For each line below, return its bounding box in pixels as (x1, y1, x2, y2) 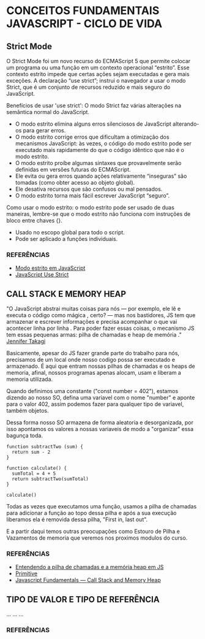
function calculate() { (6, 465, 67, 472)
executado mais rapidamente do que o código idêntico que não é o (15, 147, 185, 153)
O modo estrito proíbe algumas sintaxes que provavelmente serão (15, 159, 182, 166)
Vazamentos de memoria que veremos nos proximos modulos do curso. (6, 534, 188, 541)
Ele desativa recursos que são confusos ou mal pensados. (15, 185, 163, 193)
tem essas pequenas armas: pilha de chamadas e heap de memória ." (6, 331, 182, 339)
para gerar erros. (23, 127, 66, 134)
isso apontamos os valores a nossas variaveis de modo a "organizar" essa (6, 426, 194, 433)
